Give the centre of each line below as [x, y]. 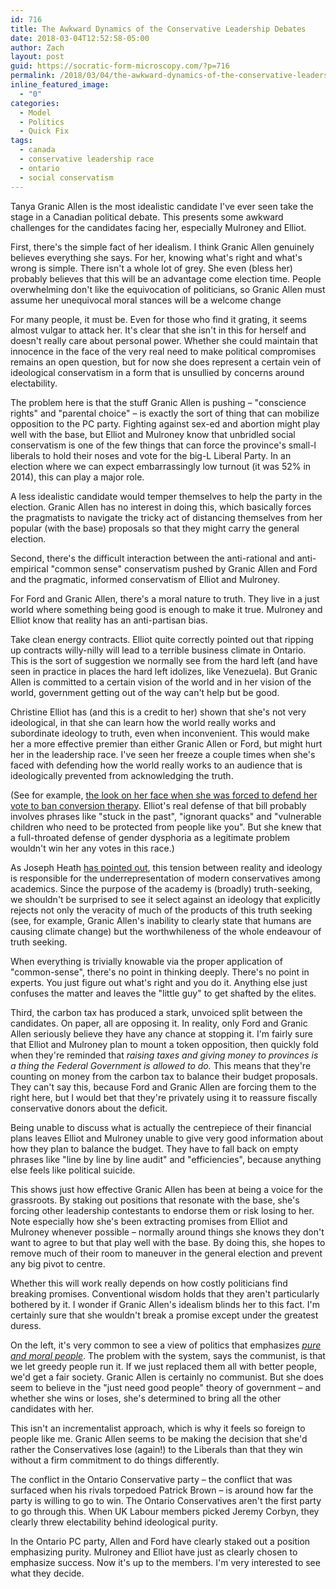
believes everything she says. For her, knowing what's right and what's [156, 257]
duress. [26, 1325]
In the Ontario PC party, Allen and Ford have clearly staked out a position [160, 1541]
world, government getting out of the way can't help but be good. [145, 692]
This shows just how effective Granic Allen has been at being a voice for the [166, 1189]
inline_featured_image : [60, 85]
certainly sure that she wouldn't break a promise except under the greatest [164, 1315]
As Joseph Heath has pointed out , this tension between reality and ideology [166, 867]
